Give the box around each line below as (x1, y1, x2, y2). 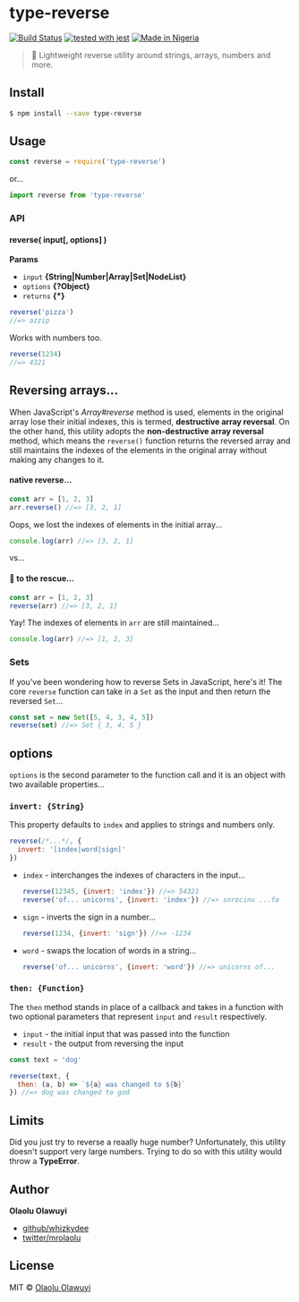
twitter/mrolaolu (21, 1232, 81, 1243)
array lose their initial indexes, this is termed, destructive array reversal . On (9, 415, 290, 427)
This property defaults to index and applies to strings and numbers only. (9, 819, 276, 830)
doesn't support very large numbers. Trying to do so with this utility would (9, 1146, 282, 1157)
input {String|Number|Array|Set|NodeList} (21, 271, 187, 282)
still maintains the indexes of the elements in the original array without (9, 444, 268, 455)
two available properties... (9, 779, 106, 790)
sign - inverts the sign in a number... (21, 912, 157, 922)
